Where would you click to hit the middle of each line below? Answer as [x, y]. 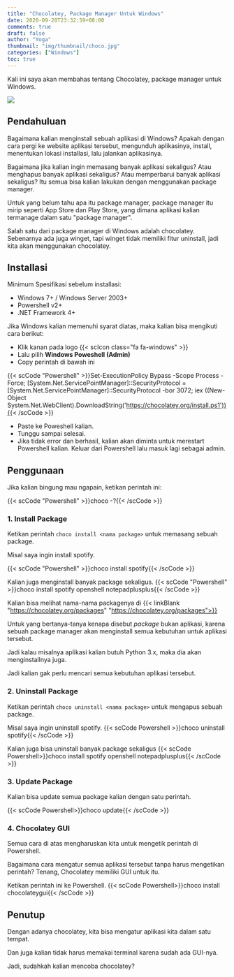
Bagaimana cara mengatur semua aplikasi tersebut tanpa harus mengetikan [116, 865]
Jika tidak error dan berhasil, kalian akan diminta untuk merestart [111, 441]
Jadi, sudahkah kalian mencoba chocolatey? [71, 966]
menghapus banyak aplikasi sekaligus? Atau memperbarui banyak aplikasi [114, 174]
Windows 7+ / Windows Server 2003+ [72, 298]
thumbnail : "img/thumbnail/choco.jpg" [64, 46]
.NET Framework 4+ [46, 313]
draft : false [26, 33]
